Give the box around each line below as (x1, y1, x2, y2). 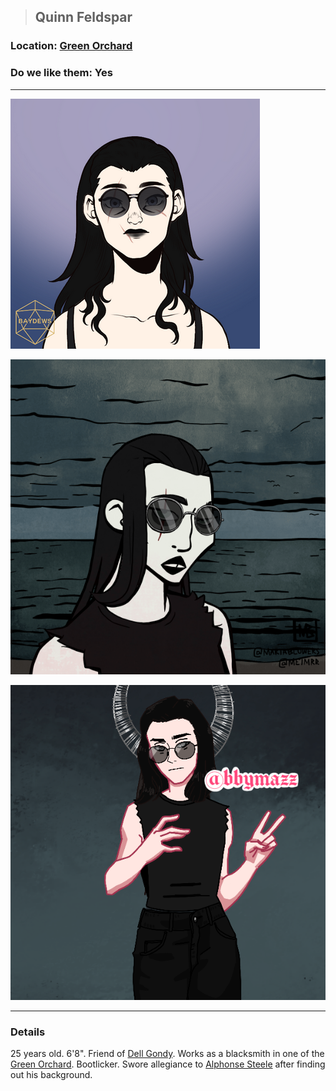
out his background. (10, 1068, 93, 1080)
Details (10, 1025, 46, 1039)
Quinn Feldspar (34, 9, 133, 26)
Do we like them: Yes (10, 66, 113, 80)
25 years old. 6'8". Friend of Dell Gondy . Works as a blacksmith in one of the (10, 1047, 325, 1059)
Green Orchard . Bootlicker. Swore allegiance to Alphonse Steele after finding (10, 1058, 326, 1070)
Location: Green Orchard (10, 39, 133, 53)
